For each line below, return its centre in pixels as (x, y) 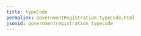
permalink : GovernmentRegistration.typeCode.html (71, 18)
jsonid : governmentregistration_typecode (60, 23)
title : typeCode (27, 12)
